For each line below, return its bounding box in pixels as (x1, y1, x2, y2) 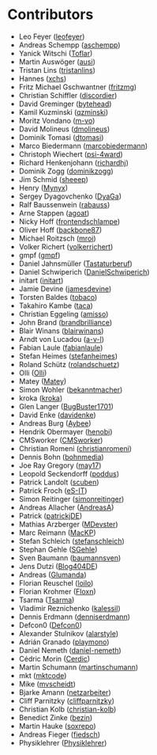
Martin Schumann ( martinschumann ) (18, 662, 139, 672)
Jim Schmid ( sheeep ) (18, 174, 88, 184)
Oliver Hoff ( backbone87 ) (18, 225, 103, 234)
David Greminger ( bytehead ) (18, 99, 112, 108)
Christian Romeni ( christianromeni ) (18, 443, 132, 453)
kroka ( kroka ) (18, 393, 63, 403)
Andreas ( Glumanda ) (18, 570, 87, 579)
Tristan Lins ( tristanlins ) (18, 65, 96, 74)
